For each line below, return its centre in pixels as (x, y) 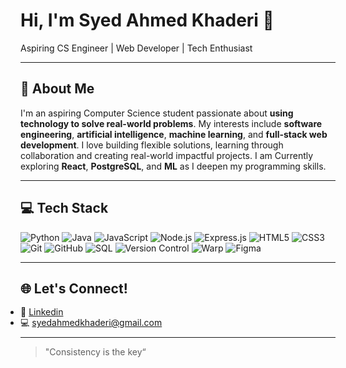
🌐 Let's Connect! (74, 288)
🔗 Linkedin (42, 312)
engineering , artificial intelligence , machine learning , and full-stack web (174, 134)
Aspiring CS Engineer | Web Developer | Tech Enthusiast (136, 48)
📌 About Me (57, 89)
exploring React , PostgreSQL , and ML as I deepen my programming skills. (173, 166)
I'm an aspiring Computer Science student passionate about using (157, 113)
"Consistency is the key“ (95, 351)
